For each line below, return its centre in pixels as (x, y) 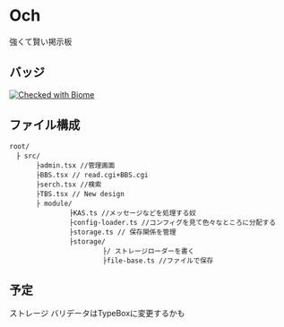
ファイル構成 (45, 125)
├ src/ (28, 156)
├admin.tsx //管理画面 (75, 165)
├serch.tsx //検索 (69, 185)
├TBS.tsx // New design (80, 194)
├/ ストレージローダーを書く (149, 251)
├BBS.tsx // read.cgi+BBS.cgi (92, 175)
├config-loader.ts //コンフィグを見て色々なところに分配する (172, 222)
